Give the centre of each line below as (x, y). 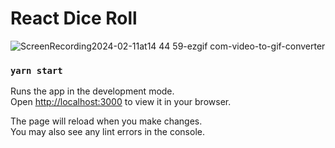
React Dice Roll (74, 18)
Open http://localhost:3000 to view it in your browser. (121, 102)
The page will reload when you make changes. (106, 121)
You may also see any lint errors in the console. (107, 132)
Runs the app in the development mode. (92, 91)
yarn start (36, 70)
